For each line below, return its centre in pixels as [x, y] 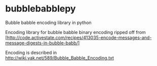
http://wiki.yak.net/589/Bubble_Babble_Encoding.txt [60, 57]
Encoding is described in [31, 52]
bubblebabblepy [41, 9]
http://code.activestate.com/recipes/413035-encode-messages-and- [79, 37]
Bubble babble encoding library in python [49, 22]
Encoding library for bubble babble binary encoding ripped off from [75, 32]
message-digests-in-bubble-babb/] [43, 42]
